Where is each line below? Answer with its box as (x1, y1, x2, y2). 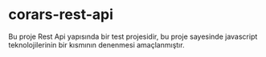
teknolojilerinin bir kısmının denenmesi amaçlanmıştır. (8, 40, 185, 49)
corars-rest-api (8, 6, 114, 24)
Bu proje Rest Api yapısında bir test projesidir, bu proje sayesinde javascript (8, 32, 258, 41)
